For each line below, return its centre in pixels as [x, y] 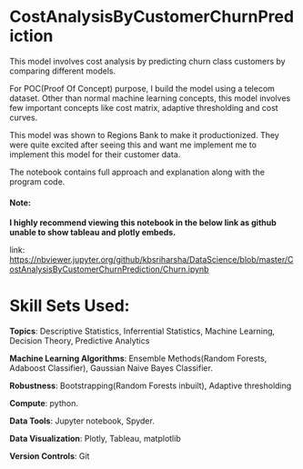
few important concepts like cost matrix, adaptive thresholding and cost [144, 107]
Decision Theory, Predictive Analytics [80, 341]
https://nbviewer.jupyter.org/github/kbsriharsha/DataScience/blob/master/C [151, 260]
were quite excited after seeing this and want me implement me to [133, 145]
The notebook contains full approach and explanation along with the [137, 172]
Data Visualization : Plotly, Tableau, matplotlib [95, 439]
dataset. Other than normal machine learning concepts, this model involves [150, 98]
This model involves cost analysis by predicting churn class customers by [147, 61]
